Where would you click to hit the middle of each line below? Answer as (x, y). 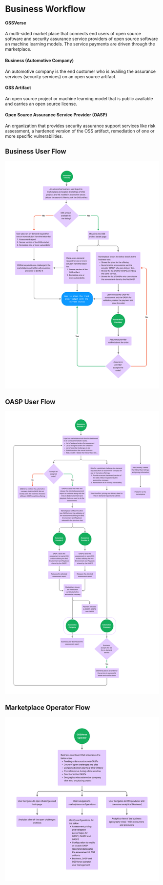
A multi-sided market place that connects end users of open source (73, 34)
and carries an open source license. (41, 104)
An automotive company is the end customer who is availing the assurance (81, 71)
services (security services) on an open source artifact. (61, 76)
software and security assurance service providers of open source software (81, 39)
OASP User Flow (30, 402)
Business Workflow (45, 9)
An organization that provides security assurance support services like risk (80, 126)
